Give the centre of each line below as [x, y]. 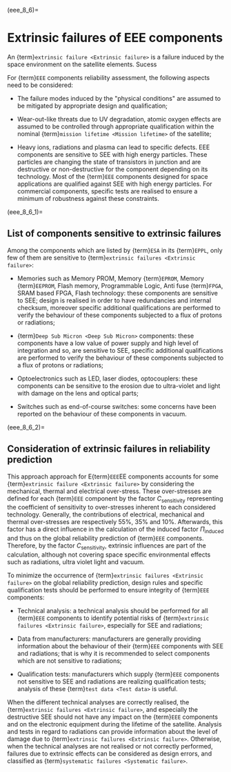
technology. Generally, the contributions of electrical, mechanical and [106, 514]
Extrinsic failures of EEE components [115, 38]
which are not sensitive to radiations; [69, 660]
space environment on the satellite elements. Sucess [82, 64]
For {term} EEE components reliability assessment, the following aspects [109, 77]
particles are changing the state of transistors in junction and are [109, 162]
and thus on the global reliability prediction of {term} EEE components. [106, 539]
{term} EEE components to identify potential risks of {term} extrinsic [113, 618]
